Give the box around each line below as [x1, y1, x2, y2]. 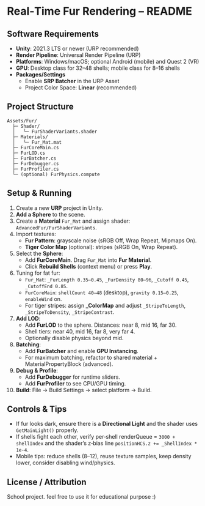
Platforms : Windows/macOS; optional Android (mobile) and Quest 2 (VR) [15, 58, 200, 65]
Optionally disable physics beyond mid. [24, 334, 124, 341]
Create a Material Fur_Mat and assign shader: [15, 217, 131, 225]
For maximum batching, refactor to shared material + [24, 354, 158, 361]
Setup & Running [7, 188, 72, 198]
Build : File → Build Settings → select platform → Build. [15, 386, 152, 393]
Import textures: [15, 230, 57, 237]
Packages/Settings [15, 71, 66, 78]
